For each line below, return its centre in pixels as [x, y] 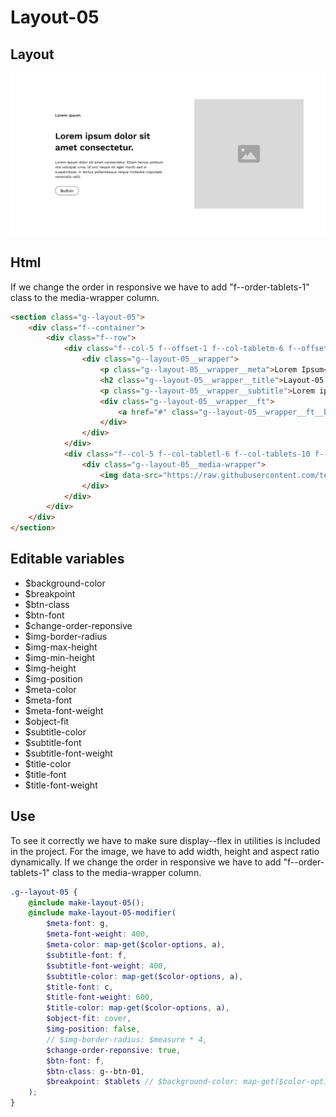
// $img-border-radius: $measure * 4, [127, 1039]
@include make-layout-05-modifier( [102, 913]
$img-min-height [60, 657]
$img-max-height [61, 647]
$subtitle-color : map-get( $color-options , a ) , [145, 976]
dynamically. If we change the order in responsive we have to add [146, 862]
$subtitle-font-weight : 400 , [107, 966]
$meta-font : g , [78, 924]
